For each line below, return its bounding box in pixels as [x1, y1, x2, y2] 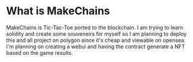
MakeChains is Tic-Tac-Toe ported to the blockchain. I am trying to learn [6, 24, 183, 31]
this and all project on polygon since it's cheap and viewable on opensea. [6, 36, 186, 44]
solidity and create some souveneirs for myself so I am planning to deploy [6, 30, 187, 37]
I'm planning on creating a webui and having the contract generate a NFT [6, 43, 185, 50]
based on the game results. [6, 49, 73, 56]
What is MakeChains [6, 4, 110, 18]
